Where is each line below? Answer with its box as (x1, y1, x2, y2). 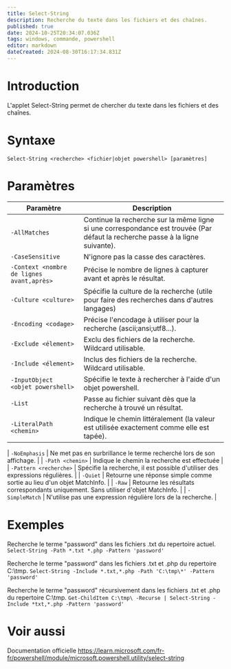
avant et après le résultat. (83, 273, 166, 283)
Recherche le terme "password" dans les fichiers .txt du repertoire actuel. (7, 539, 217, 548)
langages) (83, 303, 116, 313)
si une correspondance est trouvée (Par (83, 223, 212, 233)
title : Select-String (7, 10, 69, 17)
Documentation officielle (7, 646, 77, 655)
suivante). (83, 241, 116, 250)
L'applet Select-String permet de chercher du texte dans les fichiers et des (7, 101, 219, 109)
